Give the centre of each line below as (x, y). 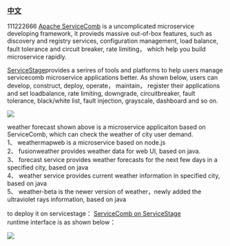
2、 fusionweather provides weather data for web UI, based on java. (104, 151)
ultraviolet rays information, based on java (67, 199)
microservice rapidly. (37, 57)
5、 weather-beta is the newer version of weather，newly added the (104, 192)
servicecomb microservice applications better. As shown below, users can (113, 78)
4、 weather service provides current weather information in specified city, (114, 176)
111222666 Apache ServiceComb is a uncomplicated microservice (101, 26)
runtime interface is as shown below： (61, 223)
